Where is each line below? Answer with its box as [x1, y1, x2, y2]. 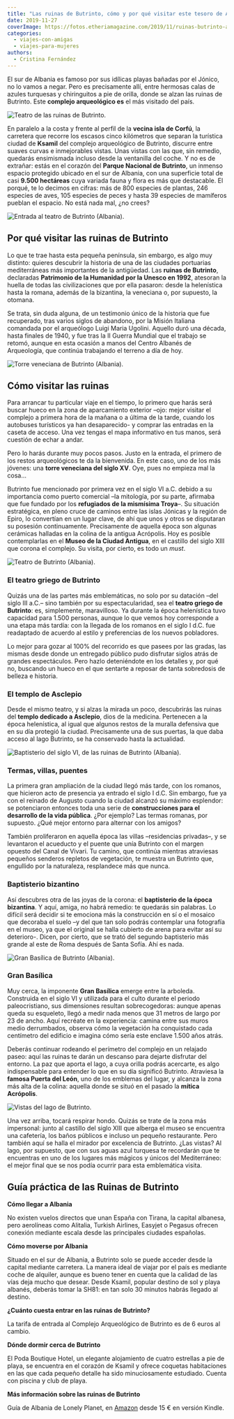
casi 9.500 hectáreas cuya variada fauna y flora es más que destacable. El [7, 176, 224, 185]
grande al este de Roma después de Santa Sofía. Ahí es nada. [7, 939, 185, 948]
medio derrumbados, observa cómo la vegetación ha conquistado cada [7, 1023, 212, 1032]
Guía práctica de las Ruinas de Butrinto [7, 1181, 179, 1193]
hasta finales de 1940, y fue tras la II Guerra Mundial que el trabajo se [7, 331, 207, 340]
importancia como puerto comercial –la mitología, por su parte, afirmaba [7, 492, 215, 500]
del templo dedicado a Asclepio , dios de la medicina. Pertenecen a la [7, 712, 208, 721]
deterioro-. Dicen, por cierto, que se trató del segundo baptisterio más [7, 932, 209, 941]
